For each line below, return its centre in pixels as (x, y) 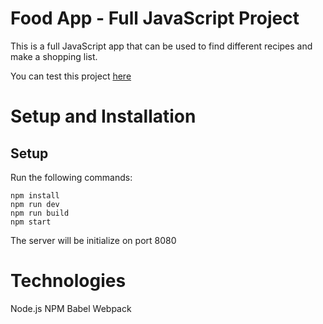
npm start (31, 222)
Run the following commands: (71, 177)
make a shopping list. (54, 56)
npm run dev (35, 204)
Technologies (68, 281)
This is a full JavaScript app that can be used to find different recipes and (161, 46)
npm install (35, 195)
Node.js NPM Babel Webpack (71, 308)
